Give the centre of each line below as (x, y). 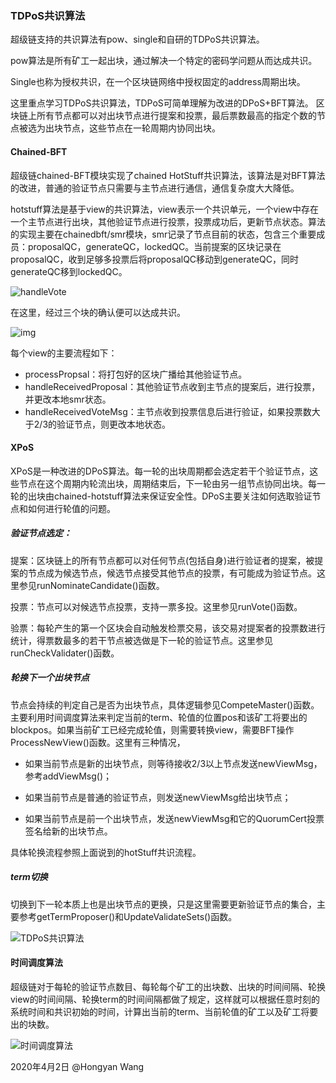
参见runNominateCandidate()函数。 (91, 585)
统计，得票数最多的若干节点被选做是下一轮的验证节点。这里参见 (141, 640)
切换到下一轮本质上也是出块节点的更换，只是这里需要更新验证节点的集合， (163, 904)
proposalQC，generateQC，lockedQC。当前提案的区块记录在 (154, 246)
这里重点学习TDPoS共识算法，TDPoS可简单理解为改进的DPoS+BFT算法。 (162, 103)
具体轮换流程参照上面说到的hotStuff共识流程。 (106, 852)
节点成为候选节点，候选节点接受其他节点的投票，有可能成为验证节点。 (172, 573)
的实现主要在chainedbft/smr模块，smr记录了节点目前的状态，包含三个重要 (163, 234)
